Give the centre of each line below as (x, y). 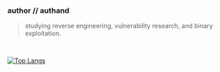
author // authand (38, 11)
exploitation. (43, 33)
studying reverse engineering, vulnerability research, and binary (119, 26)
